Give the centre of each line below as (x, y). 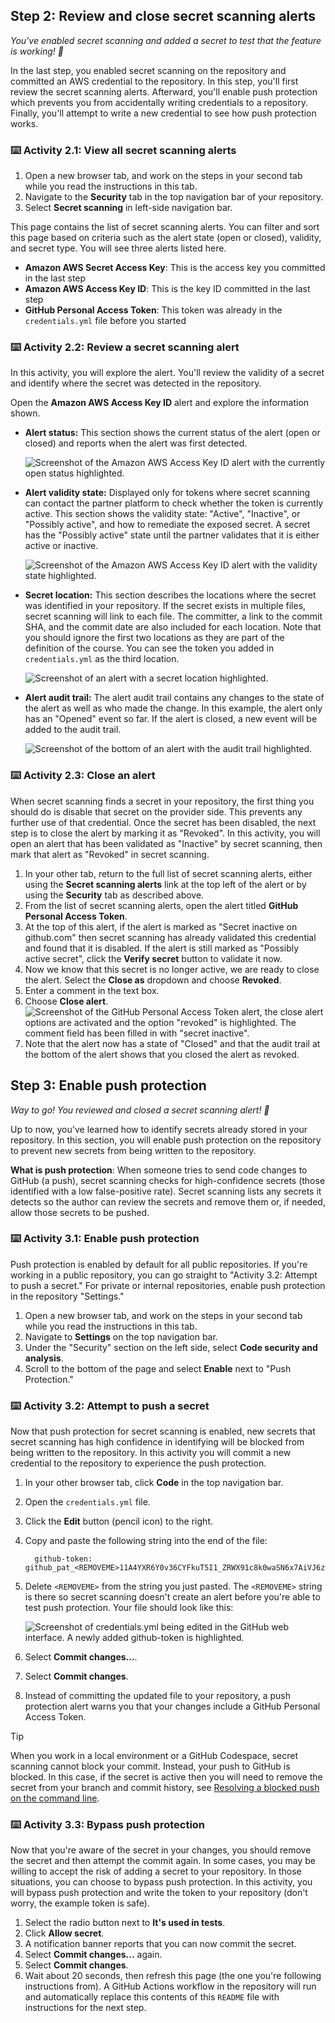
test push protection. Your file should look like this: (129, 1608)
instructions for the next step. (85, 2008)
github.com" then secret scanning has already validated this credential (170, 937)
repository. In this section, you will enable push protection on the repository (166, 1140)
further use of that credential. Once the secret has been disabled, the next (163, 822)
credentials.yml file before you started (105, 321)
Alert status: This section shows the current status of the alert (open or (172, 433)
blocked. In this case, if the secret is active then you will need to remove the (166, 1777)
